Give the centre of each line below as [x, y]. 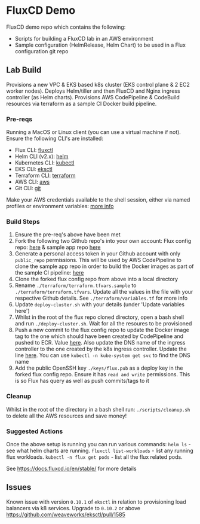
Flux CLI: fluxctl [34, 150]
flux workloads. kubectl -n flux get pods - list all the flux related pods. [95, 457]
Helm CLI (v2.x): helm [41, 157]
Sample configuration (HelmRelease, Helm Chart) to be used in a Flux [100, 45]
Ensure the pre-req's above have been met [67, 234]
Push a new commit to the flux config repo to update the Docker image [102, 330]
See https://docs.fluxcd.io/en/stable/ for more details [71, 468]
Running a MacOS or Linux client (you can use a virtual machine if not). [93, 132]
